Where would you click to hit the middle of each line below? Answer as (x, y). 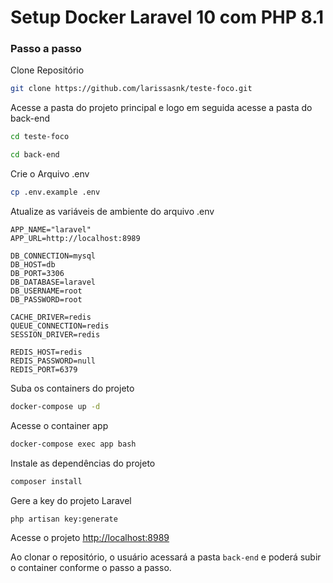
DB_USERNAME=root (46, 291)
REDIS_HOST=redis (46, 352)
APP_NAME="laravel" (51, 229)
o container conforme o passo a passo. (91, 568)
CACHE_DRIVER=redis (51, 317)
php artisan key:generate (64, 519)
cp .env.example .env (55, 192)
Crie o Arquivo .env (50, 174)
